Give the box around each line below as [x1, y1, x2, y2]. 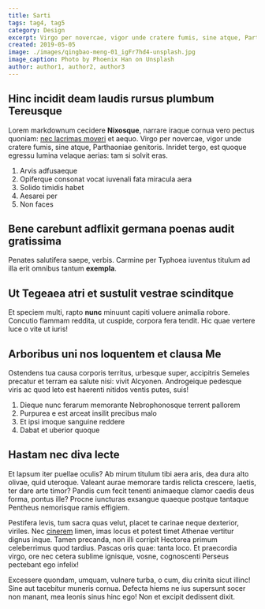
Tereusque [8, 104, 63, 118]
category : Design [8, 26, 65, 34]
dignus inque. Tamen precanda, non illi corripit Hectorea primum [8, 534, 218, 544]
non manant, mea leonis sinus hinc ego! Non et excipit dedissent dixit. [8, 592, 235, 601]
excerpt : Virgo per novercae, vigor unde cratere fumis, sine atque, [8, 33, 242, 42]
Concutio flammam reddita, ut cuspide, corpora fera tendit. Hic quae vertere [8, 316, 256, 326]
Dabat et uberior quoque [19, 425, 100, 435]
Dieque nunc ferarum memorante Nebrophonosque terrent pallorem [19, 400, 241, 409]
